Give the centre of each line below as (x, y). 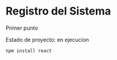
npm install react (29, 51)
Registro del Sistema (58, 11)
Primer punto (22, 28)
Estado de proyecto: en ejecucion (47, 39)
